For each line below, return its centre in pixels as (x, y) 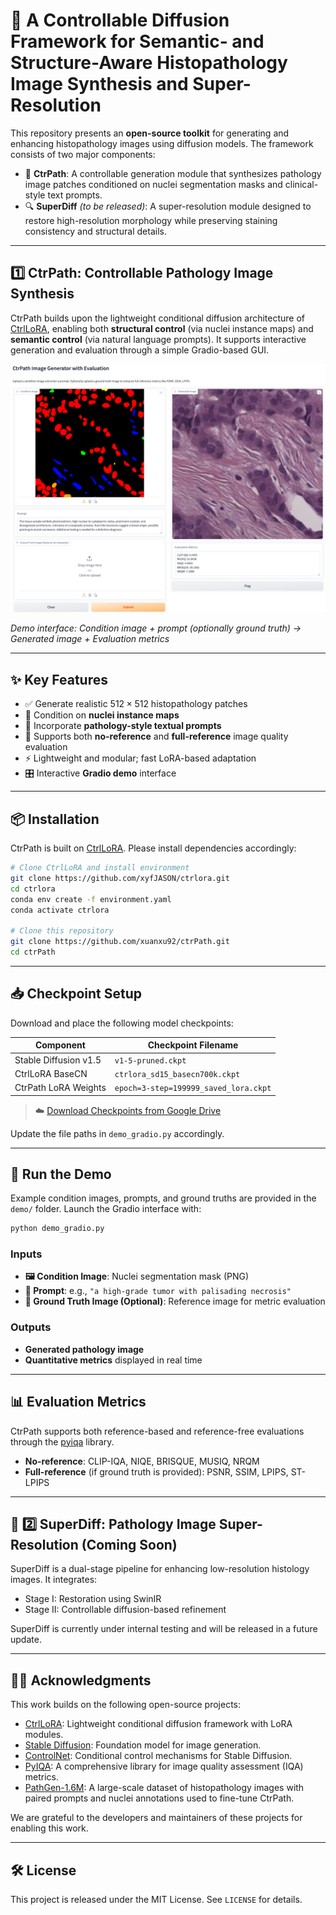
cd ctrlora (33, 889)
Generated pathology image (84, 1349)
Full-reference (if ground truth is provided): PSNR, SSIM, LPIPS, (156, 1471)
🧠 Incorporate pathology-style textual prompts (123, 726)
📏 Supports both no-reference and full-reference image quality (156, 736)
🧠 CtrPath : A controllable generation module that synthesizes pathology (173, 173)
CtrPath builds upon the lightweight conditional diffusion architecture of (158, 318)
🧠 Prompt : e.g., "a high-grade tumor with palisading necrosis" (158, 1291)
